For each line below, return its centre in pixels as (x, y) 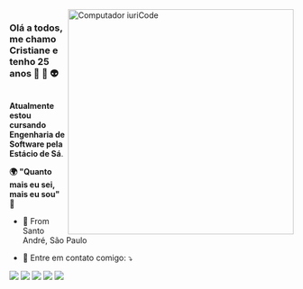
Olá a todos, (36, 28)
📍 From (36, 221)
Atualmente (32, 106)
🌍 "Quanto (31, 172)
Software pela (36, 144)
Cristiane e (34, 50)
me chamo (33, 39)
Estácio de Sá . (37, 154)
